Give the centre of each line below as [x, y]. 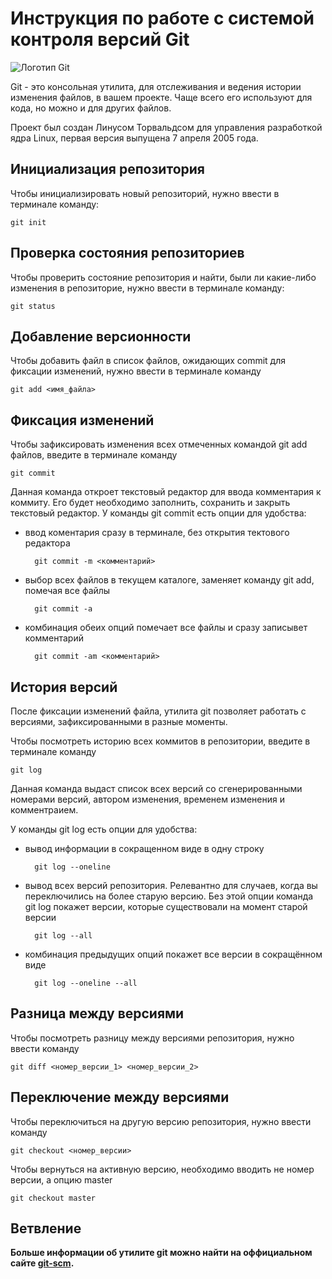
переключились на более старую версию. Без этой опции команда [169, 896]
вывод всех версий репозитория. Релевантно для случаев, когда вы [171, 885]
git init [28, 222]
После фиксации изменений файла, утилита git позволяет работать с [158, 711]
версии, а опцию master [61, 1179]
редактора [47, 543]
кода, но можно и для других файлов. [91, 108]
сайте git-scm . [42, 1263]
